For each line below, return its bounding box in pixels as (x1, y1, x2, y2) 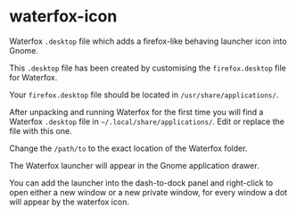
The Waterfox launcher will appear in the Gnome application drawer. (9, 160, 260, 170)
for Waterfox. (9, 71, 58, 82)
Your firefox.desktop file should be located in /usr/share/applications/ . (9, 89, 279, 100)
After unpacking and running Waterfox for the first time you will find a (9, 106, 264, 117)
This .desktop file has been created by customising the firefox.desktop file (9, 62, 287, 73)
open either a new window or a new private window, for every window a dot (9, 187, 288, 197)
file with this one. (9, 125, 73, 136)
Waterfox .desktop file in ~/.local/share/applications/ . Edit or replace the (9, 116, 285, 127)
